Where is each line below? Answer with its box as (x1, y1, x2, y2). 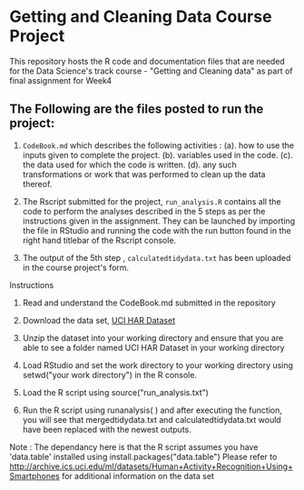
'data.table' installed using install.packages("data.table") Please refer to (9, 451, 278, 462)
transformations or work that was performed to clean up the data (22, 168, 266, 179)
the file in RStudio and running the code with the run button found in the (22, 225, 292, 235)
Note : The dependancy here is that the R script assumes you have (9, 441, 259, 452)
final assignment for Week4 (9, 75, 113, 85)
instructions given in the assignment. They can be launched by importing (22, 215, 296, 226)
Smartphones (9, 470, 61, 481)
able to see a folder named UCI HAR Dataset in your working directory (22, 342, 285, 353)
